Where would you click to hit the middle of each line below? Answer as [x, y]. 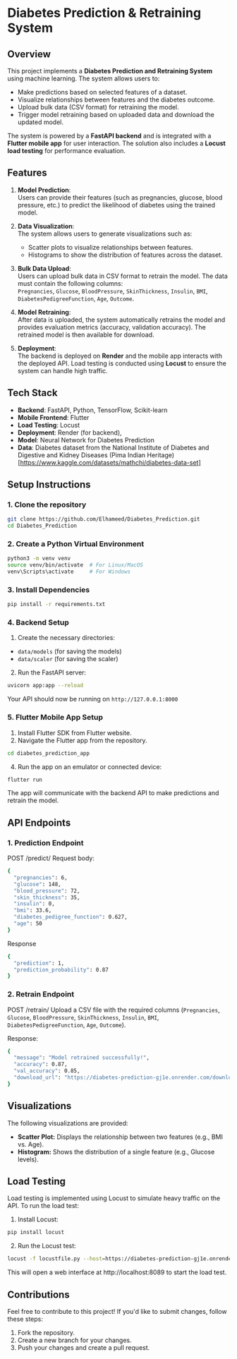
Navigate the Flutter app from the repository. [82, 740]
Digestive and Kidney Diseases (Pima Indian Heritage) [96, 455]
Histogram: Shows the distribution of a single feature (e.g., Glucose [116, 1152]
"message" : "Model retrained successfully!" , [82, 1058]
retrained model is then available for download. [86, 334]
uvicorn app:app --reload [45, 686]
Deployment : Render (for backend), [69, 433]
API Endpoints [39, 822]
